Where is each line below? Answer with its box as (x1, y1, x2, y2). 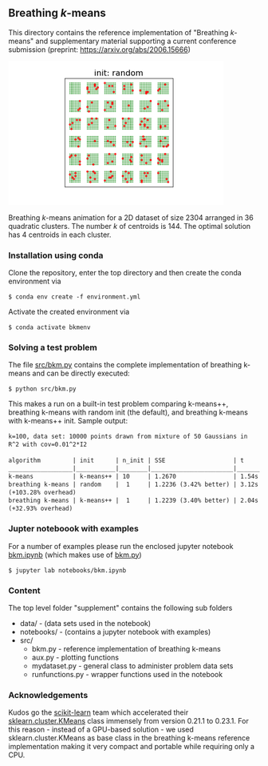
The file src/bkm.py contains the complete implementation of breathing (8, 360, 242, 370)
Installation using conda (8, 250, 104, 261)
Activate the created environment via (8, 307, 130, 317)
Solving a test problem (8, 342, 97, 353)
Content (8, 584, 41, 596)
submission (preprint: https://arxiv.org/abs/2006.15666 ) (8, 44, 191, 54)
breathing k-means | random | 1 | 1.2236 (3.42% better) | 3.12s (8, 480, 259, 489)
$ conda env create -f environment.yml (8, 293, 141, 301)
